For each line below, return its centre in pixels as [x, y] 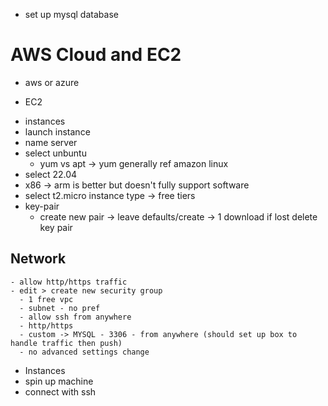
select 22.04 [51, 174]
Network [38, 259]
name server [51, 142]
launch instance [57, 131]
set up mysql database [71, 14]
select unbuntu [55, 153]
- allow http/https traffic [69, 282]
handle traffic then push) [66, 343]
